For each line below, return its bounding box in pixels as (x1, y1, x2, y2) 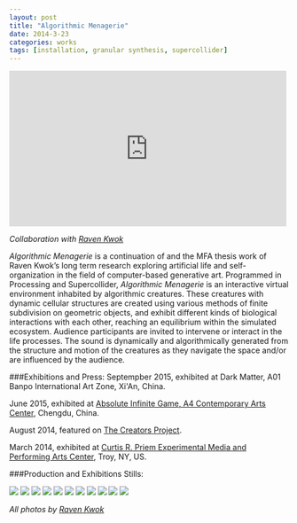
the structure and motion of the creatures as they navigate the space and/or (9, 345, 286, 355)
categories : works (9, 37, 77, 47)
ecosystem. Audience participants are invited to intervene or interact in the (9, 326, 283, 337)
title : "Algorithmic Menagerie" (9, 21, 129, 30)
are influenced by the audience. (9, 355, 126, 365)
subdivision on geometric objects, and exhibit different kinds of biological (9, 308, 277, 318)
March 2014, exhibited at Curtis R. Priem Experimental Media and (9, 442, 246, 453)
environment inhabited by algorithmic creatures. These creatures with (9, 289, 264, 300)
